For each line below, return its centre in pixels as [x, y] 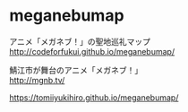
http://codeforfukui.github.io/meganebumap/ [92, 51]
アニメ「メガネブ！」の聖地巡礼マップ [80, 41]
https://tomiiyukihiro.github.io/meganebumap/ [94, 97]
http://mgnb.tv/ [37, 80]
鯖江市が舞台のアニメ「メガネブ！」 [76, 70]
